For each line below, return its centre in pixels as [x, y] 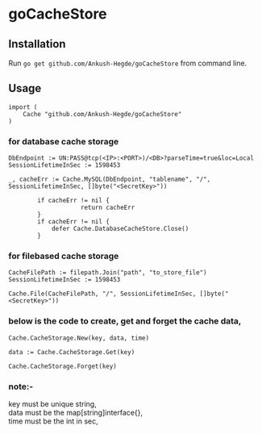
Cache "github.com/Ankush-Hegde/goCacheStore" [102, 114]
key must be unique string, [52, 404]
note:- [21, 386]
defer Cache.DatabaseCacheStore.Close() [120, 229]
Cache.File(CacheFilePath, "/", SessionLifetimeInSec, [102, 294]
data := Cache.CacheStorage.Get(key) [72, 352]
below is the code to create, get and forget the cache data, [125, 321]
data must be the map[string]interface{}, [76, 413]
